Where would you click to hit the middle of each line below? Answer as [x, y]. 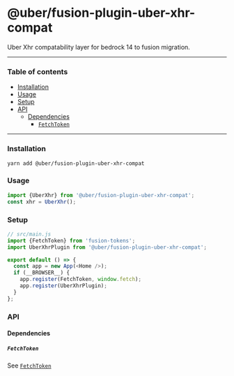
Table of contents [38, 71]
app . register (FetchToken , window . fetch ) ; [80, 280]
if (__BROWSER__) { [42, 273]
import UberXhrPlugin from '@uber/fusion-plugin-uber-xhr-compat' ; [107, 247]
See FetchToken [29, 366]
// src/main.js [29, 234]
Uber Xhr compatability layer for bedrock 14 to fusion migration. [99, 47]
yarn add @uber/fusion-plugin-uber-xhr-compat [76, 163]
